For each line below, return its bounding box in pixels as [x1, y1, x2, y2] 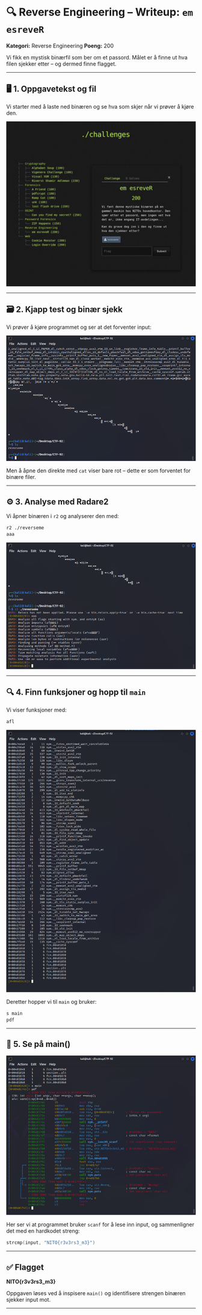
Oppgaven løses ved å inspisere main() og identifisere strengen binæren [6, 1290, 186, 1297]
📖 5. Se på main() [6, 1039, 71, 1049]
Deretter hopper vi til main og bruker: [6, 998, 97, 1005]
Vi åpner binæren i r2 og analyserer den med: [6, 513, 119, 520]
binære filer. [6, 474, 36, 481]
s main [6, 1011, 23, 1017]
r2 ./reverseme [6, 525, 44, 531]
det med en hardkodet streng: [6, 1227, 80, 1234]
